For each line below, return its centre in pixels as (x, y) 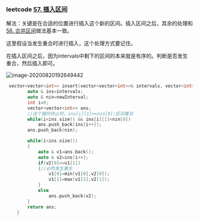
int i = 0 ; (38, 103)
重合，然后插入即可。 (32, 63)
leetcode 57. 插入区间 (37, 9)
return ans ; (42, 207)
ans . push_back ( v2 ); (72, 196)
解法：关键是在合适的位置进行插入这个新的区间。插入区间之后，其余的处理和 (99, 23)
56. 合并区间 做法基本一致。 (39, 31)
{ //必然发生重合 (55, 168)
